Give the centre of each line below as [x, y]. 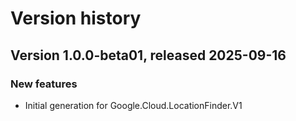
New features [44, 84]
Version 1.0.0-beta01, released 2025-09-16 [148, 55]
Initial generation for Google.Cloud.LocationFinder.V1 [133, 105]
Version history [76, 18]
